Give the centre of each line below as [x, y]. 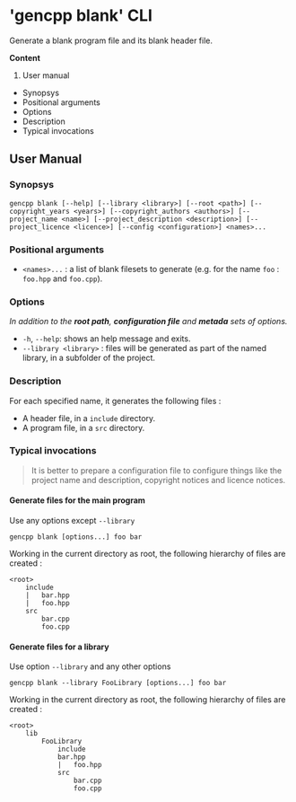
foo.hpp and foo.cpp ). [62, 278]
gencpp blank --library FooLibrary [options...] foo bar [118, 683]
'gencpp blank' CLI [81, 16]
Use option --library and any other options [90, 666]
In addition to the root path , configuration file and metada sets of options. [148, 322]
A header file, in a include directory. [89, 418]
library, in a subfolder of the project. [88, 358]
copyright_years [39, 211]
